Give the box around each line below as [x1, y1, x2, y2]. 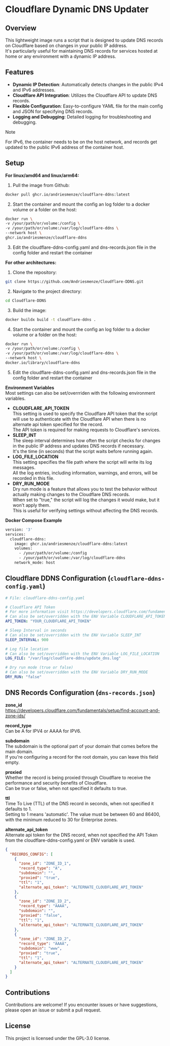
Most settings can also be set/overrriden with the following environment [5, 390, 155, 396]
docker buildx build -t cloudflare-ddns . [5, 317, 96, 322]
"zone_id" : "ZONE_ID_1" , [18, 861, 71, 866]
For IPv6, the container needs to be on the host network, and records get [5, 138, 157, 145]
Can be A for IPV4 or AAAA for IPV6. [5, 728, 81, 734]
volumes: [14, 546, 33, 551]
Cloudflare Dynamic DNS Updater [5, 4, 149, 15]
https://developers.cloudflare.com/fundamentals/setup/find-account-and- [5, 707, 160, 713]
